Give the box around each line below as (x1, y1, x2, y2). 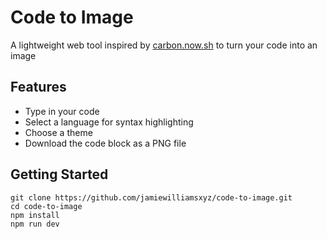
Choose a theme (24, 126, 93, 138)
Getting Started (10, 166, 109, 183)
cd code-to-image (10, 201, 83, 211)
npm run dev (10, 219, 60, 229)
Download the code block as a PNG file (24, 137, 187, 149)
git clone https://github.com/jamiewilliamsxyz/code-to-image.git (10, 192, 293, 203)
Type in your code (24, 105, 100, 117)
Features (10, 79, 67, 96)
